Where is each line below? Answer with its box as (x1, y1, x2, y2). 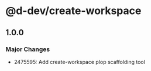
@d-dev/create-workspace (5, 4, 142, 18)
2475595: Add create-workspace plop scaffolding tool (13, 58, 146, 65)
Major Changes (5, 45, 50, 53)
